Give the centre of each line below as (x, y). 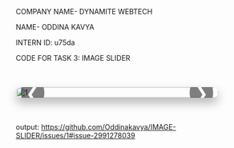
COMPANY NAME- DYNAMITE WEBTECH (84, 12)
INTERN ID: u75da (45, 42)
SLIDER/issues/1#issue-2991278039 (76, 136)
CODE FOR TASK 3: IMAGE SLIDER (73, 58)
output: (28, 127)
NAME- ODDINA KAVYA (55, 27)
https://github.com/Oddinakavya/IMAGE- (109, 127)
